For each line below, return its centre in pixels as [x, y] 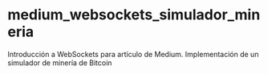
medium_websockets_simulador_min [134, 15]
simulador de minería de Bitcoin [60, 63]
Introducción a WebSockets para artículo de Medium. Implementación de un [133, 54]
